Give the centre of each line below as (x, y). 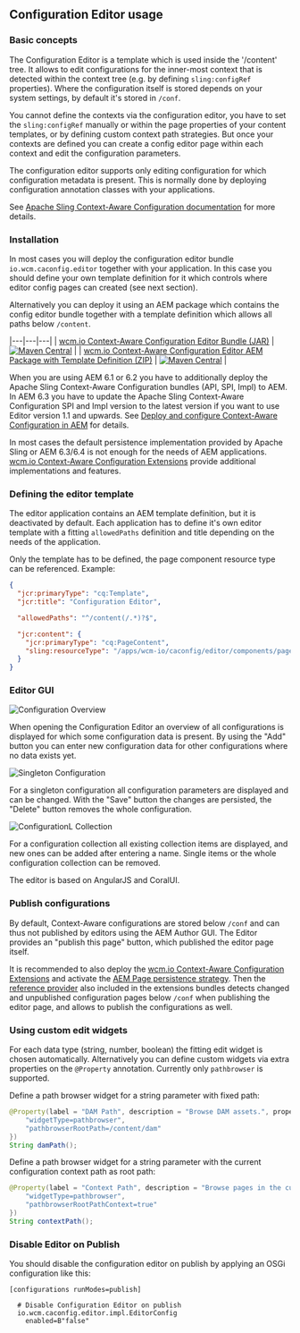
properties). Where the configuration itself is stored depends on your (136, 88)
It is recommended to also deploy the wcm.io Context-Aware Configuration (147, 969)
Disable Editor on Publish (65, 1244)
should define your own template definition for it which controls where (138, 277)
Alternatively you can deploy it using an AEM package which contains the (144, 304)
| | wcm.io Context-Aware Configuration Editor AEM (168, 350)
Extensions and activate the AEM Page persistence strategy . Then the (137, 978)
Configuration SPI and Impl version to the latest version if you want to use (144, 405)
